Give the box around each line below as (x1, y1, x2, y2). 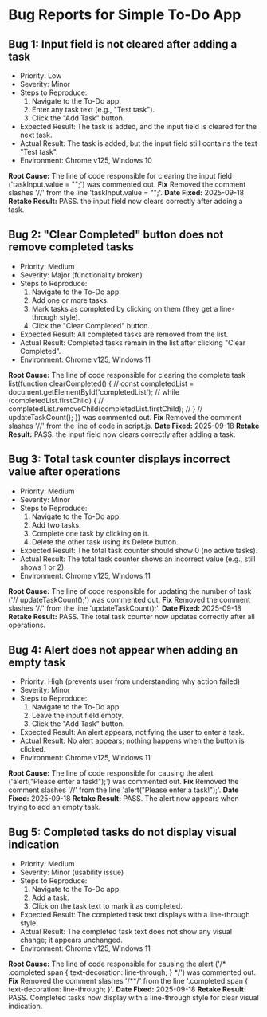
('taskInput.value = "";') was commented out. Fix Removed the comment (8, 179, 246, 189)
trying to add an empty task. (8, 803, 101, 812)
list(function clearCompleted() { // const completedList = (8, 379, 194, 388)
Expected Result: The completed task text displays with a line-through (19, 910, 250, 920)
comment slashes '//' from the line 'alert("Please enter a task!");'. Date (8, 785, 239, 795)
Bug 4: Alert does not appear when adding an (8, 643, 238, 657)
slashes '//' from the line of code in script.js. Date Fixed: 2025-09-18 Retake (8, 421, 260, 430)
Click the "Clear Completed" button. (31, 320, 150, 330)
